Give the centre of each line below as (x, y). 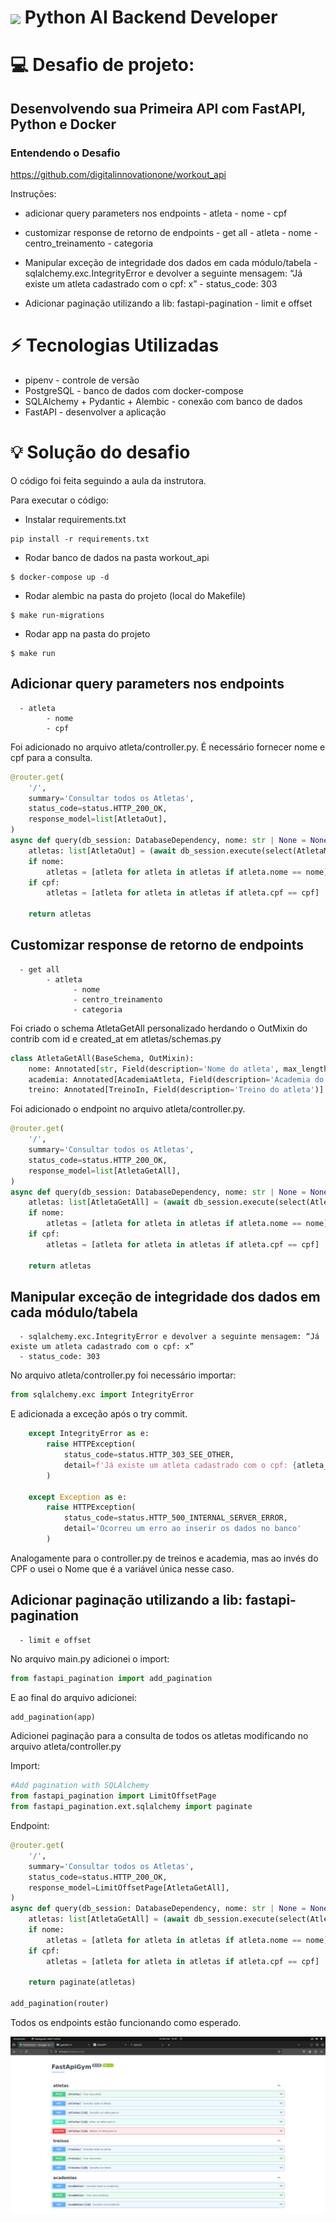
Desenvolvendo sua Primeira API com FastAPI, (158, 108)
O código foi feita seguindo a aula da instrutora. (108, 480)
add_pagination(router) (60, 2004)
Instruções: (33, 194)
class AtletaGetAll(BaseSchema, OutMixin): (102, 1058)
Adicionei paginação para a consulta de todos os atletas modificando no (159, 1736)
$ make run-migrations (57, 615)
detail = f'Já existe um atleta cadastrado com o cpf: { (180, 1465)
